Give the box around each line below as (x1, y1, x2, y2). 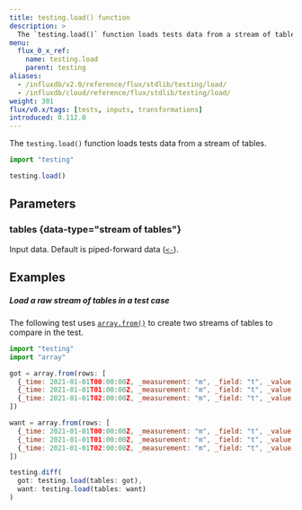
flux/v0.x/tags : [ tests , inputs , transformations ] (9, 105, 203, 114)
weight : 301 (9, 96, 54, 106)
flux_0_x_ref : (17, 47, 70, 56)
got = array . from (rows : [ (9, 369, 106, 378)
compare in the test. (9, 327, 84, 338)
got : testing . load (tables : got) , (17, 477, 143, 486)
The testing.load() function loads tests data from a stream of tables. (9, 138, 267, 149)
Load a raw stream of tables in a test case (9, 295, 170, 305)
